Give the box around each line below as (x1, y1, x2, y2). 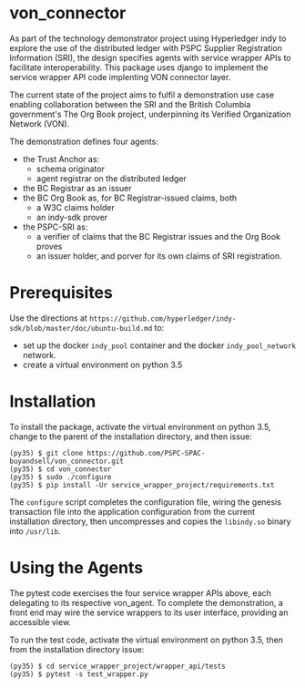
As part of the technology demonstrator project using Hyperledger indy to (9, 33, 287, 44)
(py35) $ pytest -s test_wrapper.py (9, 669, 148, 679)
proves (36, 241, 63, 252)
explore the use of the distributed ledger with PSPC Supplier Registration (9, 42, 282, 53)
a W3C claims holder (36, 201, 116, 212)
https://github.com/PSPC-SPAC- (86, 448, 206, 457)
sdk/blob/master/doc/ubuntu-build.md (9, 323, 153, 333)
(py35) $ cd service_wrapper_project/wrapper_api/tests (9, 662, 226, 671)
